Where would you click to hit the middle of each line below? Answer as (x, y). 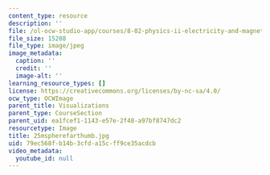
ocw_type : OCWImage (41, 98)
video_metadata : (35, 151)
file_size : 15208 (37, 38)
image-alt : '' (39, 76)
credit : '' (34, 69)
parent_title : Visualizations (59, 106)
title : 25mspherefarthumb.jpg (59, 135)
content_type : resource (48, 16)
